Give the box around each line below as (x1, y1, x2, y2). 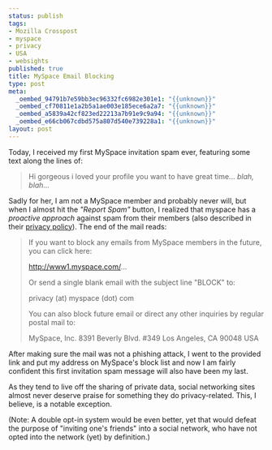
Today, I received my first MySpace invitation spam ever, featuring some (8, 147, 250, 156)
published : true (8, 65, 63, 73)
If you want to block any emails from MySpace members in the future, (28, 237, 262, 247)
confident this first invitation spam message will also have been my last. (8, 366, 249, 375)
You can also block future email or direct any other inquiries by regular (28, 309, 264, 319)
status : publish (8, 11, 63, 20)
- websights (8, 58, 49, 66)
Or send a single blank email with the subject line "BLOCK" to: (28, 277, 235, 287)
